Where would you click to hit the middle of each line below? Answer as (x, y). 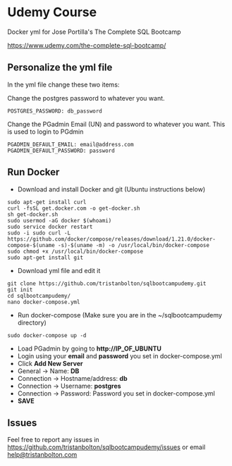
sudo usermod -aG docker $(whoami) (60, 220)
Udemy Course (52, 12)
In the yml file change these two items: (63, 84)
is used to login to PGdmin (45, 132)
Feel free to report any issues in (54, 440)
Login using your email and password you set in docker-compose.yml (120, 355)
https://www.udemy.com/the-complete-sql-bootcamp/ (87, 45)
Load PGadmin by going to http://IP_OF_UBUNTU (90, 348)
